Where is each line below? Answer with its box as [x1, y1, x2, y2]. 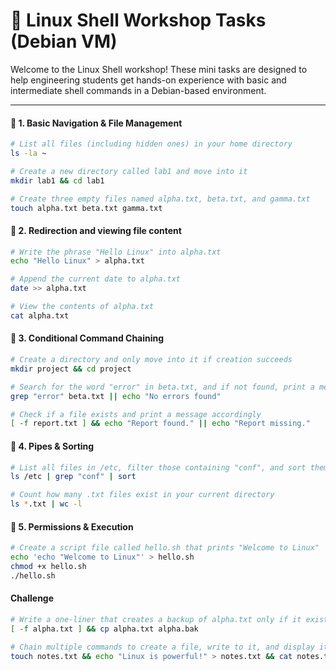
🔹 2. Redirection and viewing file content [10, 224, 182, 236]
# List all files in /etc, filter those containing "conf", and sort [10, 462, 307, 473]
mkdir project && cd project [10, 364, 132, 374]
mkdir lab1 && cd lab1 [10, 175, 105, 186]
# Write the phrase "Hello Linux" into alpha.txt [10, 247, 222, 257]
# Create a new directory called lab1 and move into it [10, 166, 248, 176]
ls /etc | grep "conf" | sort [10, 472, 137, 482]
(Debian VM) [10, 30, 118, 53]
